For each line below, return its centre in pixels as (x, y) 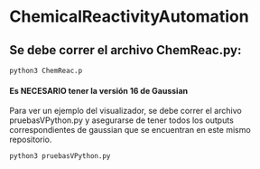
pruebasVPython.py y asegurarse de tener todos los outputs (122, 120)
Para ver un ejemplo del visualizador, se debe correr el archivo (125, 111)
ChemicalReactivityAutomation (130, 17)
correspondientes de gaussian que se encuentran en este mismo (130, 130)
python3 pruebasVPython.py (60, 156)
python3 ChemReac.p (46, 70)
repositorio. (31, 140)
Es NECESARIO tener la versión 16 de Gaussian (98, 90)
